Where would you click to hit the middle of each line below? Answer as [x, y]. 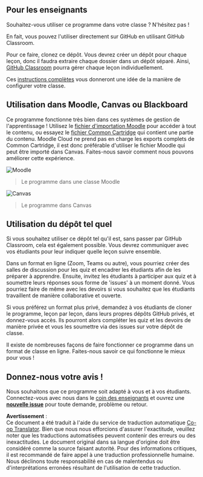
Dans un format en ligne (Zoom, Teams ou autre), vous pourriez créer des [98, 263]
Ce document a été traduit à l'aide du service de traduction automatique [96, 423]
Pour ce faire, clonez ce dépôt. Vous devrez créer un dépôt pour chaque [97, 55]
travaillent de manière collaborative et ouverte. [64, 296]
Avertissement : [27, 416]
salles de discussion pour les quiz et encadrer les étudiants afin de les [94, 270]
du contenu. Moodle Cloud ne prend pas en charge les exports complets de [100, 138]
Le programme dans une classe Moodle [70, 181]
